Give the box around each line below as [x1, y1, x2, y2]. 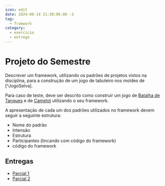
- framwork [9, 21, 32, 26]
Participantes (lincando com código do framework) [12, 138, 116, 144]
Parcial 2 [12, 176, 31, 182]
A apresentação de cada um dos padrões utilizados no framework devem [5, 107, 155, 113]
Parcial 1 [12, 170, 30, 176]
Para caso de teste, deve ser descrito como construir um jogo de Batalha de [5, 92, 160, 98]
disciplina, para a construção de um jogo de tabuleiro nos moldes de [5, 77, 145, 83]
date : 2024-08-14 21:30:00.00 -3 [5, 12, 74, 17]
